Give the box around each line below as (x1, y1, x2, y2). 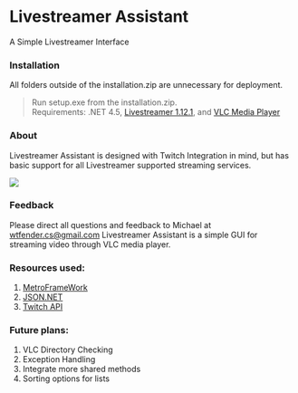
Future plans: (9, 324, 70, 337)
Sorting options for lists (22, 373, 111, 384)
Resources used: (9, 261, 86, 273)
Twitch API (22, 302, 63, 312)
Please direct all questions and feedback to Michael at (9, 219, 211, 230)
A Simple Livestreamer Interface (9, 36, 130, 47)
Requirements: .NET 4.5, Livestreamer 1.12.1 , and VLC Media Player (31, 107, 281, 118)
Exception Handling (22, 354, 96, 365)
